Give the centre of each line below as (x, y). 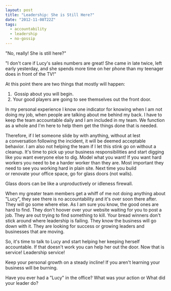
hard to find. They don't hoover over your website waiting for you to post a (83, 210)
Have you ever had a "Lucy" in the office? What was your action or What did (86, 278)
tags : (11, 24)
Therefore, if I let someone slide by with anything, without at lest (73, 135)
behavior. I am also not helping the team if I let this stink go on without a (81, 146)
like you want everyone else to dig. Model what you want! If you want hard (83, 157)
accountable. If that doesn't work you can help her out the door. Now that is (85, 247)
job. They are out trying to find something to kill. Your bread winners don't (83, 215)
